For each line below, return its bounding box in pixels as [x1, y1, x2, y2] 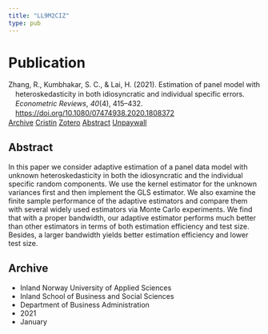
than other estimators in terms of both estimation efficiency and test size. [8, 221, 250, 231]
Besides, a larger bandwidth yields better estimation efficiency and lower [8, 229, 249, 240]
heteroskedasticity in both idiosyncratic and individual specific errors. [15, 89, 246, 99]
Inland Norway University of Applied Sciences [19, 283, 172, 292]
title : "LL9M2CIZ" [8, 11, 70, 20]
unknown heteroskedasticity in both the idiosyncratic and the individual [8, 170, 243, 180]
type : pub [8, 19, 42, 27]
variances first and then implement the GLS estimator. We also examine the [8, 187, 256, 197]
